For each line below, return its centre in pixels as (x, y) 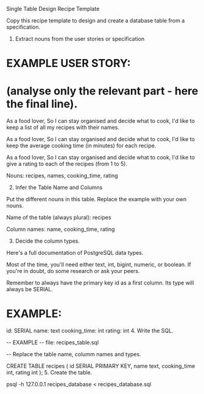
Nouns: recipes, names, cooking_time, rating (62, 176)
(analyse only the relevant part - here (102, 91)
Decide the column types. (47, 241)
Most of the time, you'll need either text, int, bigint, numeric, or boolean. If (99, 264)
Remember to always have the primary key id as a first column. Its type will (100, 283)
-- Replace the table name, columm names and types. (74, 354)
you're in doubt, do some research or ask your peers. (73, 271)
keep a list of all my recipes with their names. (63, 128)
